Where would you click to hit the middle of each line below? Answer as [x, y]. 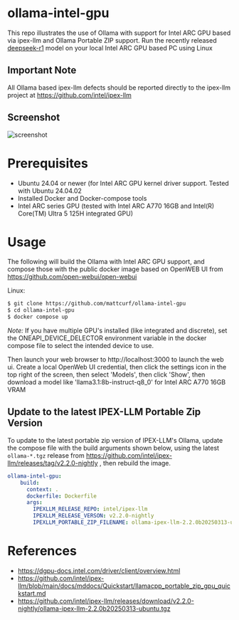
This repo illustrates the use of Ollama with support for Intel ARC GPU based [119, 33]
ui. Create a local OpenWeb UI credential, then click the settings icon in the [117, 367]
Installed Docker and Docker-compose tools [82, 198]
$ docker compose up [38, 317]
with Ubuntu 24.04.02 [49, 191]
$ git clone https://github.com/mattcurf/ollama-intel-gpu [97, 304]
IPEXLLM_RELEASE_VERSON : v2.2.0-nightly [94, 516]
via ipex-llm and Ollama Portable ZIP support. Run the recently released [112, 40]
